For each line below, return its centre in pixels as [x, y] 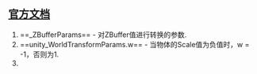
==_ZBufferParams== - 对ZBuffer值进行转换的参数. [103, 35]
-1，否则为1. [39, 54]
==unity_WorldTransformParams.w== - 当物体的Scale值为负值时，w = [134, 44]
